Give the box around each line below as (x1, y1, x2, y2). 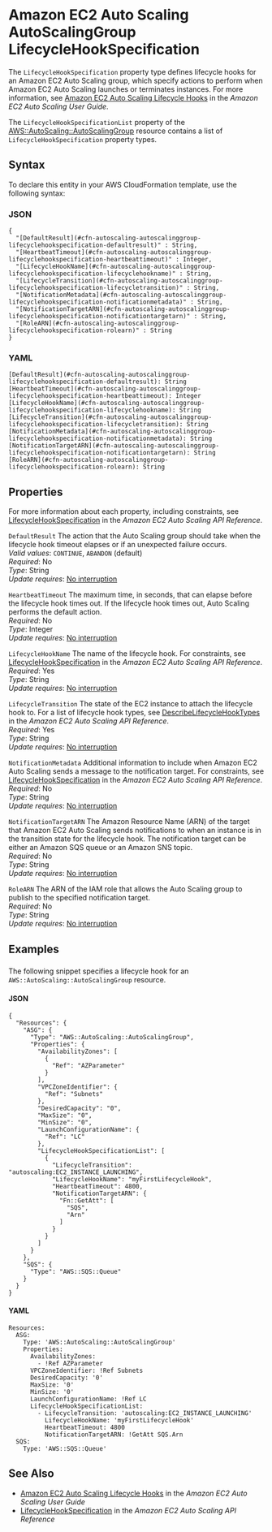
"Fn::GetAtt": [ (59, 1196, 114, 1205)
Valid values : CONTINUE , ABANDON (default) (8, 548, 143, 558)
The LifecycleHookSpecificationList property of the (8, 117, 185, 127)
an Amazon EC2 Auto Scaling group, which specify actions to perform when (8, 76, 263, 85)
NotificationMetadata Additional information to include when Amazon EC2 (8, 757, 258, 768)
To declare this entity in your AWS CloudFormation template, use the (8, 179, 237, 189)
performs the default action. (8, 607, 102, 617)
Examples (8, 942, 59, 956)
